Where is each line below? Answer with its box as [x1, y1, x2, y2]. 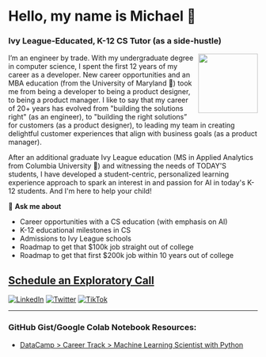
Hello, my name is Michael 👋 [8, 7, 196, 25]
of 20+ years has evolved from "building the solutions [8, 104, 184, 113]
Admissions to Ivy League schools [19, 234, 132, 244]
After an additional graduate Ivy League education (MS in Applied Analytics [8, 153, 253, 162]
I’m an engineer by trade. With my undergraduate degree [8, 53, 194, 63]
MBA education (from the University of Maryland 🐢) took [8, 78, 192, 88]
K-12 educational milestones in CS [19, 226, 131, 235]
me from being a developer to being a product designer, [8, 87, 191, 97]
